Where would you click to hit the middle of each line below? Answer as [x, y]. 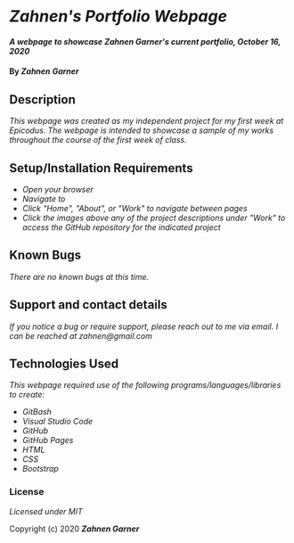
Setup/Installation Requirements [101, 168]
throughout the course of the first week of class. [98, 140]
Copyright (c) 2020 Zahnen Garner [74, 529]
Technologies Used [64, 364]
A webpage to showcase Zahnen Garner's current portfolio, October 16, [145, 41]
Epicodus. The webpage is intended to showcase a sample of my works [142, 130]
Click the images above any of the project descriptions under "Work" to [154, 218]
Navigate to [44, 199]
